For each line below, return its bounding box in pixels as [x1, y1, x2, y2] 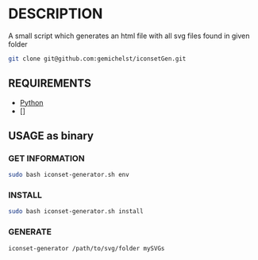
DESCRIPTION [8, 5, 103, 23]
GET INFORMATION [8, 152, 85, 163]
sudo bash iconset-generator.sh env [8, 171, 129, 179]
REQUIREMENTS [8, 77, 91, 90]
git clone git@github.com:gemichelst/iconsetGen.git [8, 55, 187, 63]
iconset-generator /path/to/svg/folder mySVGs [8, 244, 165, 252]
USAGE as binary [8, 129, 94, 143]
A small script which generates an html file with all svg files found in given [8, 31, 250, 40]
